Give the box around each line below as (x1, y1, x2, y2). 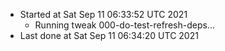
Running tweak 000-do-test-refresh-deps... (34, 19, 215, 31)
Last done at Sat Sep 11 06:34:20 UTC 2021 (19, 30, 199, 41)
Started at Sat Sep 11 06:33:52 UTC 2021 (19, 9, 188, 20)
